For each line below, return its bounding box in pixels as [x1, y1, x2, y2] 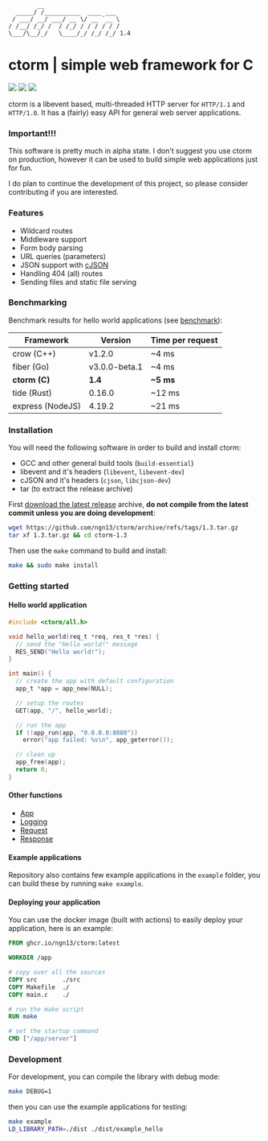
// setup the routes [15, 698, 84, 707]
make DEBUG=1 [8, 1088, 52, 1096]
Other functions [8, 790, 63, 800]
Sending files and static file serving [19, 277, 137, 286]
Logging [19, 817, 48, 826]
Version [100, 334, 132, 345]
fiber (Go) [12, 360, 50, 372]
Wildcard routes [19, 225, 74, 235]
